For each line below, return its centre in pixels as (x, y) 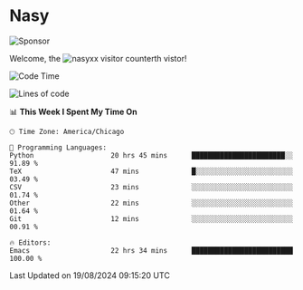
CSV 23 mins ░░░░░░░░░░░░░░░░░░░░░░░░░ (151, 187)
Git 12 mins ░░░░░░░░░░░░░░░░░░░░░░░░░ (151, 218)
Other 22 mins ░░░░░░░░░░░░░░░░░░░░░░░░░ (151, 203)
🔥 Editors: (30, 242)
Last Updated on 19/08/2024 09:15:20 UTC (90, 275)
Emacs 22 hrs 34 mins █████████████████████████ (151, 250)
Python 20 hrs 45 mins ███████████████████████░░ (151, 155)
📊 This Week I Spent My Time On (73, 111)
